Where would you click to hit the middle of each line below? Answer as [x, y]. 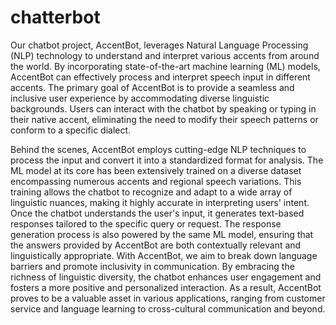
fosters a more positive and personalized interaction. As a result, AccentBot [166, 287]
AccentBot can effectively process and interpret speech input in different [160, 77]
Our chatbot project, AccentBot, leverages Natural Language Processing [159, 45]
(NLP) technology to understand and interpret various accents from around [165, 55]
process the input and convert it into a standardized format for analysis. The [167, 160]
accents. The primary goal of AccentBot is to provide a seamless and [152, 87]
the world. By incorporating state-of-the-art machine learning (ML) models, [165, 66]
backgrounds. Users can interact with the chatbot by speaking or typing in [163, 108]
